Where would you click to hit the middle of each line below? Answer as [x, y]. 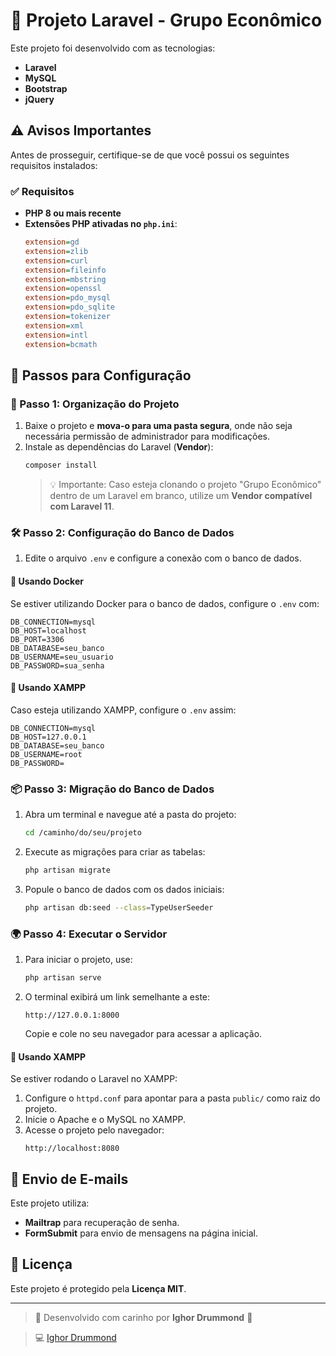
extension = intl [56, 335]
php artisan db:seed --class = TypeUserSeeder [119, 907]
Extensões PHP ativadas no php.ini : [101, 224]
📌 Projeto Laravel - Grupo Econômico [166, 20]
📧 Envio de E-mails [69, 1179]
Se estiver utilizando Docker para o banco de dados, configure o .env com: [165, 603]
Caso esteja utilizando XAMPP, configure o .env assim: [123, 710]
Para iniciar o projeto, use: [78, 960]
